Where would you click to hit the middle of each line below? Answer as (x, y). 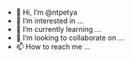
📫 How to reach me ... (53, 47)
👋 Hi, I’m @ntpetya (46, 12)
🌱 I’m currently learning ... (58, 29)
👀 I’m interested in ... (50, 21)
